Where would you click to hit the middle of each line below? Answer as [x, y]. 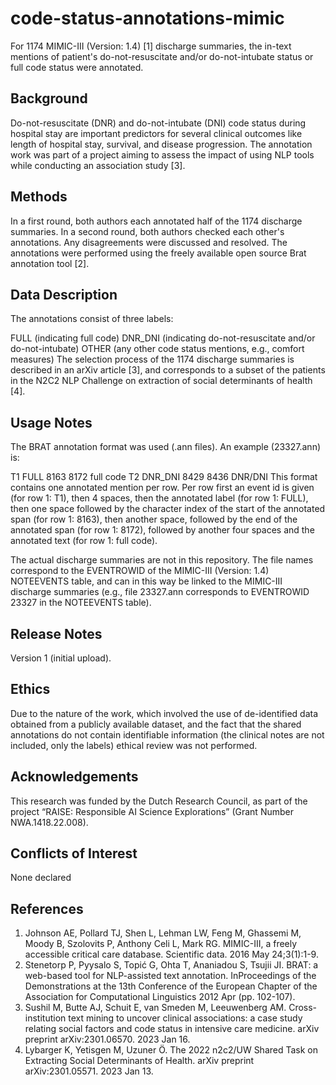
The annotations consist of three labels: [92, 319]
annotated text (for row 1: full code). [84, 541]
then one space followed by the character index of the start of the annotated [168, 509]
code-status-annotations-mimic [147, 18]
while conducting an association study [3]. [98, 165]
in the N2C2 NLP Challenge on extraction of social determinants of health [161, 381]
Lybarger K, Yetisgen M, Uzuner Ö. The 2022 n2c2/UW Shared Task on [171, 1050]
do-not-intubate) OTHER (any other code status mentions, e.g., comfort [157, 349]
